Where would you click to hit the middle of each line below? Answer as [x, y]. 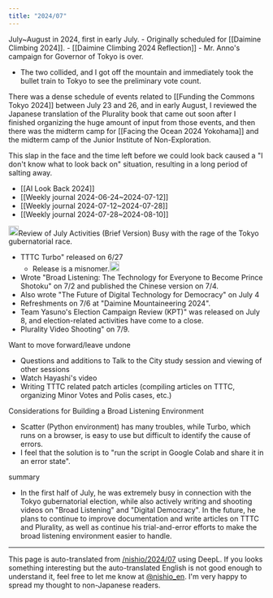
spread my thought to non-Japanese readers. [84, 585]
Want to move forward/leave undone [70, 344]
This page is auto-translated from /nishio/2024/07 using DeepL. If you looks [136, 559]
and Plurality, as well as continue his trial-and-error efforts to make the [139, 527]
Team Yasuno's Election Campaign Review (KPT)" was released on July [140, 312]
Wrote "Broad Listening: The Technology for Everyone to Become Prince [141, 277]
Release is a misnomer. [71, 268]
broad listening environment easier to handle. [96, 535]
